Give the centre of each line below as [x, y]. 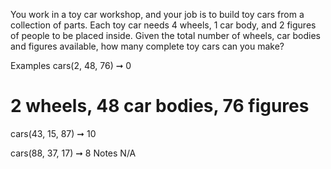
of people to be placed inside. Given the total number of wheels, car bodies [165, 35]
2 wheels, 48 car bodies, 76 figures [160, 106]
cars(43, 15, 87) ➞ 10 [53, 133]
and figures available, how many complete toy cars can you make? [147, 46]
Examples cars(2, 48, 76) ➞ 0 [71, 65]
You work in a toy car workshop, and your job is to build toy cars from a [157, 14]
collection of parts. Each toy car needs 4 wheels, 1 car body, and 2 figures [163, 25]
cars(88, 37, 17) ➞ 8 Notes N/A [73, 153]
